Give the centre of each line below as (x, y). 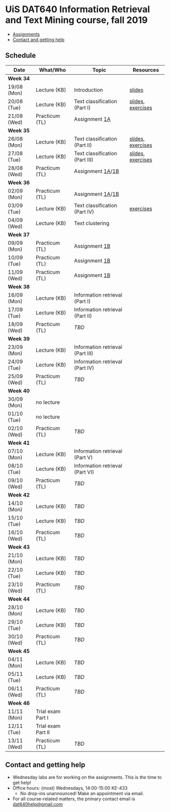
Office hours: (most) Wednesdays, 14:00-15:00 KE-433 (70, 788)
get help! (22, 783)
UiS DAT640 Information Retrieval (78, 9)
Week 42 (19, 495)
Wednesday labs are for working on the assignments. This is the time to (87, 777)
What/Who (52, 70)
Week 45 (19, 651)
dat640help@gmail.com (38, 804)
